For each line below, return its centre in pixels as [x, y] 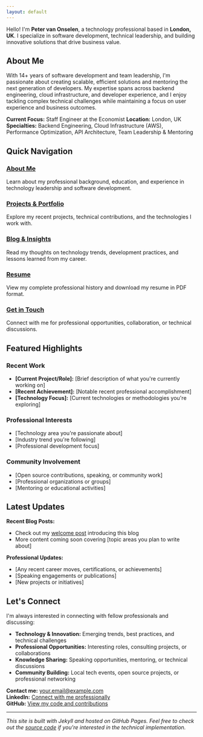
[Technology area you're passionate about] [69, 433]
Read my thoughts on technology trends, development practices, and [92, 252]
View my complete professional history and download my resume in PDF [97, 287]
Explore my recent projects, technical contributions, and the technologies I [99, 217]
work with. [19, 223]
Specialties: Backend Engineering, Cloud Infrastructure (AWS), [85, 126]
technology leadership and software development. [69, 188]
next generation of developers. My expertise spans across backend [90, 88]
